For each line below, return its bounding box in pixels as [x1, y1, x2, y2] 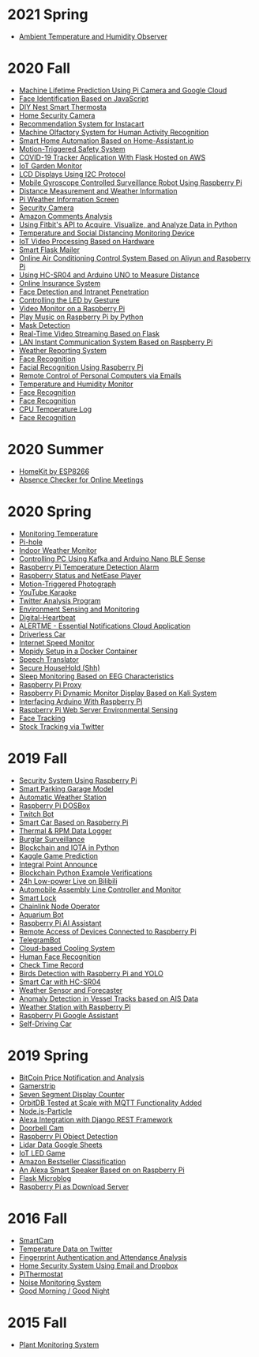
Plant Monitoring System [18, 1340, 99, 1349]
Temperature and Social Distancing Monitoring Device [18, 227, 195, 238]
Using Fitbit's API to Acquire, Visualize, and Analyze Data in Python [18, 220, 238, 229]
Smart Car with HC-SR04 [18, 977, 101, 987]
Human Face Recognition [18, 952, 101, 961]
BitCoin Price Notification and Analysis [18, 1073, 145, 1082]
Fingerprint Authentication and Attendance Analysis [18, 1252, 187, 1261]
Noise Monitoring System [18, 1277, 102, 1287]
